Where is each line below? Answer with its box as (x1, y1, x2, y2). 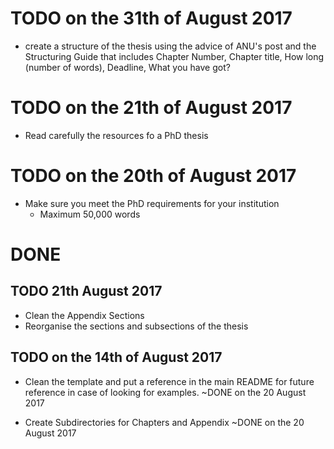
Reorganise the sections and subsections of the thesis (24, 320, 249, 332)
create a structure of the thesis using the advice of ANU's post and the (24, 40, 317, 52)
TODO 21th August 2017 (10, 283, 163, 300)
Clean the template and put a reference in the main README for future (24, 375, 315, 387)
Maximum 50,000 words (39, 208, 141, 220)
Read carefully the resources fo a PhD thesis (24, 129, 209, 141)
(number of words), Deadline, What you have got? (24, 61, 231, 73)
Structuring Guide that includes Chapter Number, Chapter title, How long (24, 50, 325, 62)
